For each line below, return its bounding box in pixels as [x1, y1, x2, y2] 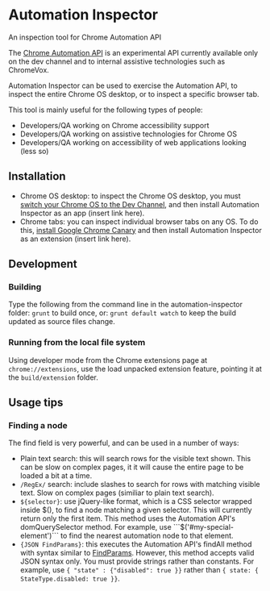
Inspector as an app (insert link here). [19, 208, 145, 218]
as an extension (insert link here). [19, 234, 131, 243]
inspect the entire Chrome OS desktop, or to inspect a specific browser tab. [8, 89, 260, 98]
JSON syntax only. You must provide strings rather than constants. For [19, 556, 255, 566]
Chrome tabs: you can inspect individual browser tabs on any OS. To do [19, 216, 259, 227]
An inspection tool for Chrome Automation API [8, 32, 162, 42]
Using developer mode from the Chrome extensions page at [8, 355, 208, 364]
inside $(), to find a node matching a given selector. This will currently [19, 506, 252, 515]
